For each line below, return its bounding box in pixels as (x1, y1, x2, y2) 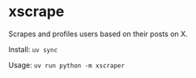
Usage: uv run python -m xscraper (8, 60, 126, 70)
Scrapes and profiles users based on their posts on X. (8, 29, 188, 39)
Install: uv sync (8, 44, 58, 54)
